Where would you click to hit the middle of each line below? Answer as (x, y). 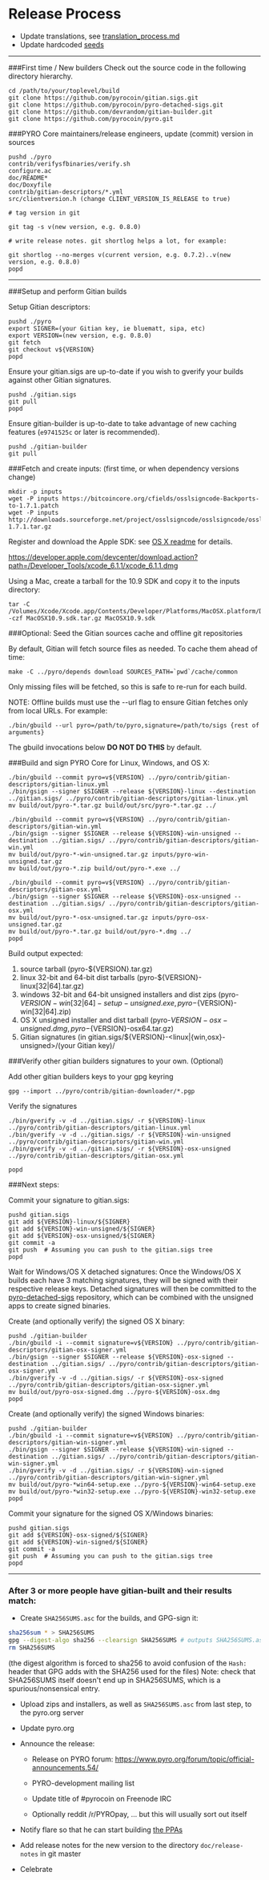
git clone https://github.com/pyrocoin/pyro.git (91, 119)
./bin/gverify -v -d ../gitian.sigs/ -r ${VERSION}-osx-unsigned (119, 1149)
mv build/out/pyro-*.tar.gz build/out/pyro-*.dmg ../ (100, 931)
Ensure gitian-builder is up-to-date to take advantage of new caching (122, 423)
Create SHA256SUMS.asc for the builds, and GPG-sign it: (109, 1618)
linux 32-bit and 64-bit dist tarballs (77, 977)
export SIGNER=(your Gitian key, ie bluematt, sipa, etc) (107, 328)
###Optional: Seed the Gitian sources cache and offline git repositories (125, 633)
